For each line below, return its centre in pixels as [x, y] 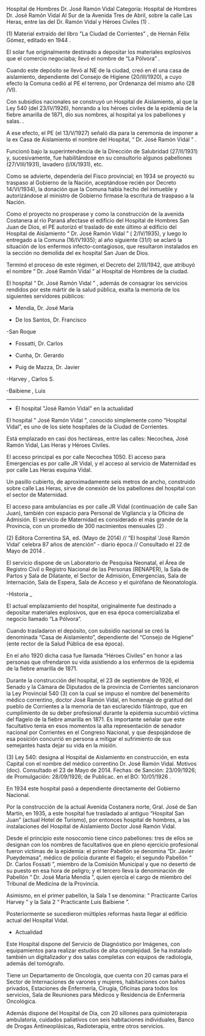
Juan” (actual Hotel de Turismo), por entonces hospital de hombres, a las [98, 820]
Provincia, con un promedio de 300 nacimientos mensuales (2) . [87, 526]
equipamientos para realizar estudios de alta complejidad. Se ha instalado [99, 950]
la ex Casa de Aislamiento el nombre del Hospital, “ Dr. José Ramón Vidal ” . [102, 139]
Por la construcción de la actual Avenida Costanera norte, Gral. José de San [102, 807]
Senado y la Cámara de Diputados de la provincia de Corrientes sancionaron [103, 687]
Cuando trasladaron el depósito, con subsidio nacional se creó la [88, 631]
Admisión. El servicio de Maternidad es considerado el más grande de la [97, 520]
